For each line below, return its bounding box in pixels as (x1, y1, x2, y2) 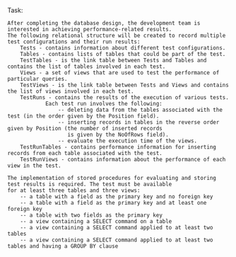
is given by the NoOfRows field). (67, 131, 170, 138)
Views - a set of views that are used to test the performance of (20, 69, 220, 76)
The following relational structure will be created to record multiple (7, 32, 226, 39)
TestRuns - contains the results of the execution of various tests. (20, 94, 230, 101)
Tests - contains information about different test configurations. (20, 45, 226, 52)
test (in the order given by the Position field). (7, 113, 160, 120)
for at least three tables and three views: (7, 187, 141, 194)
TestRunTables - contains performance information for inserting (20, 144, 217, 151)
